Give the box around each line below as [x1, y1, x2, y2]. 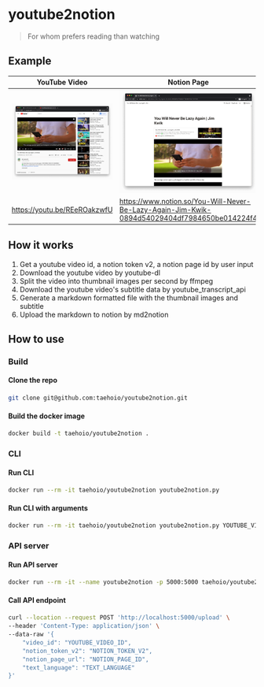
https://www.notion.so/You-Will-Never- [119, 197, 251, 206]
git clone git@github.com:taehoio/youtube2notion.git [8, 394, 189, 403]
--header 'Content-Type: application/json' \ [8, 622, 159, 630]
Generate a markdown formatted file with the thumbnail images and [19, 293, 238, 303]
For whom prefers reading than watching [27, 32, 159, 41]
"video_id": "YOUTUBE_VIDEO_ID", [22, 638, 132, 647]
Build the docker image [8, 411, 85, 421]
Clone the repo [8, 376, 57, 385]
